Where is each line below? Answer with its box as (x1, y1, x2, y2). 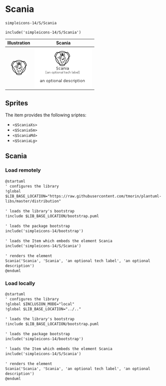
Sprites (5, 98, 28, 107)
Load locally (5, 280, 35, 287)
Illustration (7, 40, 31, 46)
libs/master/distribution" (5, 198, 61, 203)
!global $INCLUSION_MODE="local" (5, 301, 75, 306)
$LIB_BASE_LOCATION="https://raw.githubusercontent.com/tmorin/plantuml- (5, 193, 162, 198)
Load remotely (5, 167, 41, 174)
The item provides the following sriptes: (5, 112, 87, 118)
